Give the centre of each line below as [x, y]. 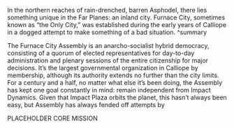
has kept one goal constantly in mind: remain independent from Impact [109, 90]
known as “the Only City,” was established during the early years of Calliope [117, 25]
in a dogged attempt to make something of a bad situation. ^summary [107, 32]
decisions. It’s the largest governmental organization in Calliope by [103, 68]
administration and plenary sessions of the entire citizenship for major [108, 61]
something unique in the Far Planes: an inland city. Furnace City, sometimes [116, 17]
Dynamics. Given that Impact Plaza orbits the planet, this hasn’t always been [117, 97]
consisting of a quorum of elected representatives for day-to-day [101, 53]
